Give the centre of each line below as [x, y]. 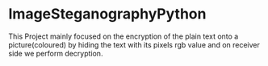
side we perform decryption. [56, 53]
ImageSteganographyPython [107, 14]
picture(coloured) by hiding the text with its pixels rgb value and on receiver [134, 44]
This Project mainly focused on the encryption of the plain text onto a [124, 36]
